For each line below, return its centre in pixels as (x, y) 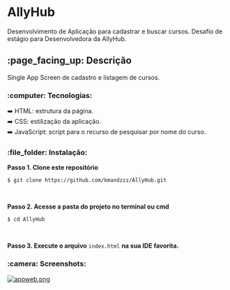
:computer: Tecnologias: (50, 95)
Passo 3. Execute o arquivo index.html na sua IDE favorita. (93, 246)
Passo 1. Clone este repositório (53, 168)
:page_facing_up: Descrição (70, 61)
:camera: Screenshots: (47, 264)
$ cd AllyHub (26, 220)
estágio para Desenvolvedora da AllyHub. (67, 38)
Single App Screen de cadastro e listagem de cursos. (84, 77)
